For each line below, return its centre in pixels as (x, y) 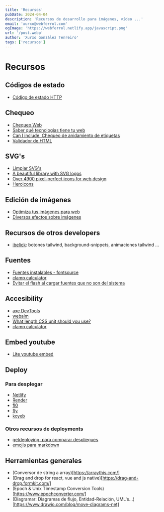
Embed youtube (30, 342)
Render (20, 400)
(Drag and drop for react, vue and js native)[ (57, 478)
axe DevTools (26, 311)
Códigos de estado (35, 85)
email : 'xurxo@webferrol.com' (37, 24)
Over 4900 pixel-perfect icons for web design (59, 179)
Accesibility (24, 299)
